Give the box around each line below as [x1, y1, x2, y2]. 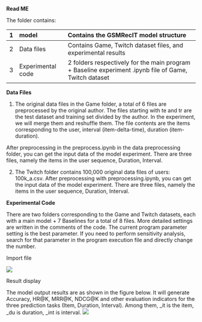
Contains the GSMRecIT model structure [67, 31, 186, 39]
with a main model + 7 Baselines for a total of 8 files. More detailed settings [6, 217, 193, 224]
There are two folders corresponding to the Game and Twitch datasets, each [6, 211, 196, 218]
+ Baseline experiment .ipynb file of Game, [67, 66, 188, 74]
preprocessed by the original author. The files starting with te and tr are [14, 107, 192, 114]
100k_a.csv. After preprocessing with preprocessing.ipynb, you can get [14, 175, 191, 182]
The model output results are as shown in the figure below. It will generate [6, 289, 190, 296]
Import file [6, 255, 32, 261]
